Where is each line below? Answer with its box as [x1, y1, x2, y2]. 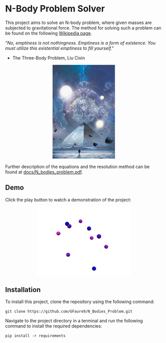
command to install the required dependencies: [5, 323, 102, 329]
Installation [5, 285, 41, 294]
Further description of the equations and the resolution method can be [5, 163, 150, 169]
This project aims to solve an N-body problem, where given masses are [5, 19, 152, 25]
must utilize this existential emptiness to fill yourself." [5, 45, 114, 51]
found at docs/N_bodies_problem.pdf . [5, 168, 83, 175]
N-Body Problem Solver [5, 3, 105, 14]
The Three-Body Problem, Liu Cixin [12, 54, 85, 60]
